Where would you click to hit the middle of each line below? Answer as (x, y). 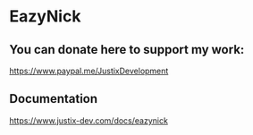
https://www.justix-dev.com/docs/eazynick (89, 120)
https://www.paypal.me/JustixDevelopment (89, 71)
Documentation (54, 99)
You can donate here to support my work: (127, 50)
